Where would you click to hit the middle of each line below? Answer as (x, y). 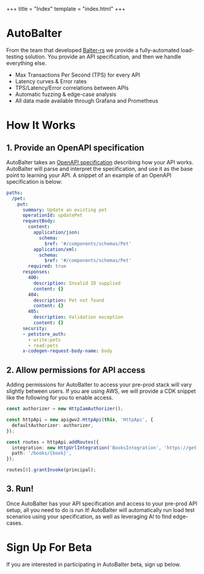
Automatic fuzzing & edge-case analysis (66, 94)
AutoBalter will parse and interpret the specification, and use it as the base (100, 168)
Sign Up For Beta (49, 547)
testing (15, 57)
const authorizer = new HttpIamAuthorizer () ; (65, 409)
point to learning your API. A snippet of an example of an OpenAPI (89, 175)
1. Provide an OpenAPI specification (75, 147)
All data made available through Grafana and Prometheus (87, 100)
